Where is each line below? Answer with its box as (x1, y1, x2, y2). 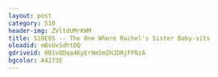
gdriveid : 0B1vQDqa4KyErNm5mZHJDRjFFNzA (8, 49, 146, 57)
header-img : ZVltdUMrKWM (8, 26, 92, 34)
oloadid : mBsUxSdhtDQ (8, 42, 81, 50)
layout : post (8, 11, 52, 20)
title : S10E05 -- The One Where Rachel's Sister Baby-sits (8, 34, 211, 43)
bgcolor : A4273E (8, 57, 63, 65)
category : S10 (8, 19, 56, 27)
